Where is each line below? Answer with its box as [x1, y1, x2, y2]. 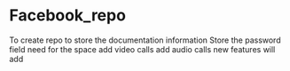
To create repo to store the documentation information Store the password [9, 35, 281, 45]
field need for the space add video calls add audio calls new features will [9, 43, 276, 54]
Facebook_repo [9, 5, 127, 26]
